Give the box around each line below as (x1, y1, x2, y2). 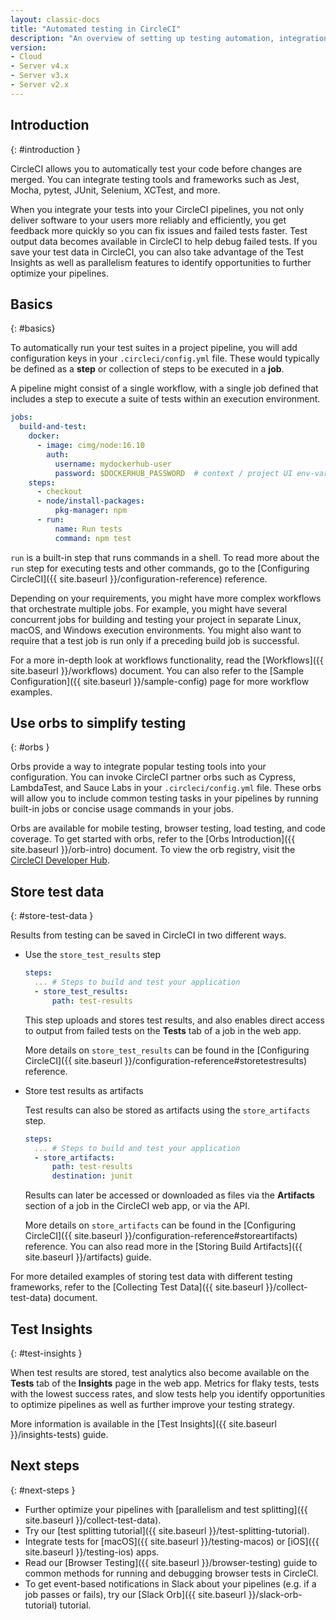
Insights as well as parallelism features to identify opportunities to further (10, 256, 312, 268)
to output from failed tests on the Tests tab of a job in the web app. (24, 1024, 302, 1036)
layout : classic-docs (10, 14, 101, 25)
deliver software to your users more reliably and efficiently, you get (10, 214, 287, 226)
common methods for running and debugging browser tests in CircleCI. (24, 1567, 319, 1579)
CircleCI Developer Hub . (10, 854, 110, 866)
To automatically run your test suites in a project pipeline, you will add (10, 342, 298, 354)
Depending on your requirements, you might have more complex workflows (10, 592, 322, 604)
